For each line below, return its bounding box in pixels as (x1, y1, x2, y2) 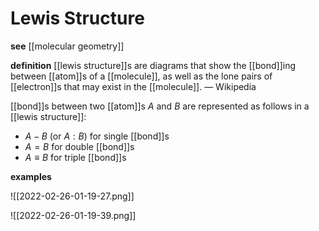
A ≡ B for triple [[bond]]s (24, 151, 127, 163)
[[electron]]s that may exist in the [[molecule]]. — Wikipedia (10, 80, 257, 92)
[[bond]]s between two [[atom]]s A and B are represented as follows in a (10, 100, 310, 112)
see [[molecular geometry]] (10, 40, 125, 52)
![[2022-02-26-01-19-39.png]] (10, 209, 137, 221)
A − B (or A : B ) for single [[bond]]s (24, 130, 170, 142)
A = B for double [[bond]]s (24, 140, 135, 152)
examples (10, 170, 52, 182)
